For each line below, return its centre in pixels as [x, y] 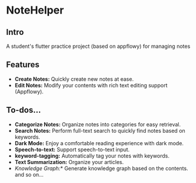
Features [23, 65]
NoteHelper [35, 10]
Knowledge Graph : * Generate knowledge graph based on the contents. [101, 168]
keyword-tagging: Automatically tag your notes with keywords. [92, 156]
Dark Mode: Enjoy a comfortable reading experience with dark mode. [99, 143]
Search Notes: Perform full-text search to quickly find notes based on [100, 130]
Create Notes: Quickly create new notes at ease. [74, 79]
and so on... [29, 174]
